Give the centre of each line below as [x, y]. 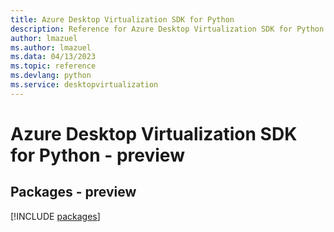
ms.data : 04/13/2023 [53, 57]
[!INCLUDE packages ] [55, 216]
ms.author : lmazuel [51, 47]
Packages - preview [73, 192]
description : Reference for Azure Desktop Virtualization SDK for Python [167, 29]
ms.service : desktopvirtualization [84, 85]
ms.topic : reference [53, 66]
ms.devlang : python [51, 76]
